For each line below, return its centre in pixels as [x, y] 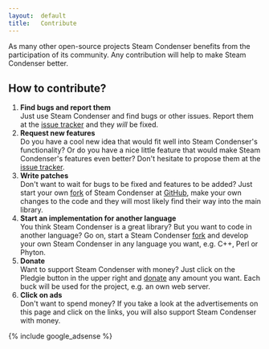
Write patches [44, 176]
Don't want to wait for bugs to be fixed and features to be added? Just [136, 185]
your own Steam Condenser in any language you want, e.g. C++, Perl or [139, 244]
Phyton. [33, 253]
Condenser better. [39, 63]
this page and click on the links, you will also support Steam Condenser [138, 312]
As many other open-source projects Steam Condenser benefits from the [129, 46]
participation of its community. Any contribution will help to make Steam [127, 55]
